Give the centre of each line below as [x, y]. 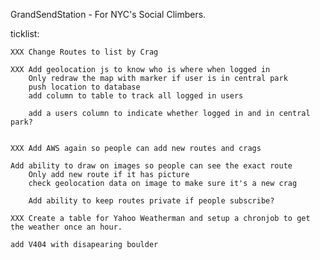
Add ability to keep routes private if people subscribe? [151, 201]
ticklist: [25, 33]
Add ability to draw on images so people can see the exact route [151, 166]
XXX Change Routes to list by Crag [84, 52]
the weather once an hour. [66, 227]
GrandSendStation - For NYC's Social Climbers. [108, 14]
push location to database [84, 87]
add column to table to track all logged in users [136, 96]
